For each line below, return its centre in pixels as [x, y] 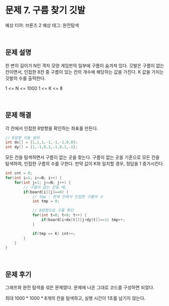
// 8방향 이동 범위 [22, 138]
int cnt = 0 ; [19, 173]
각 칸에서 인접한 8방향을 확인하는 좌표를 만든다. [52, 128]
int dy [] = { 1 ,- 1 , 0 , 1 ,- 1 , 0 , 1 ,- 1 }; [42, 147]
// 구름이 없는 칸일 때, [45, 187]
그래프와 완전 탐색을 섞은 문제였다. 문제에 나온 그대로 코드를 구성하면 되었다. [80, 287]
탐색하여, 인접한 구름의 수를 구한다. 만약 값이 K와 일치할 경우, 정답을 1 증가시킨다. [85, 164]
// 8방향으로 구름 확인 [53, 210]
